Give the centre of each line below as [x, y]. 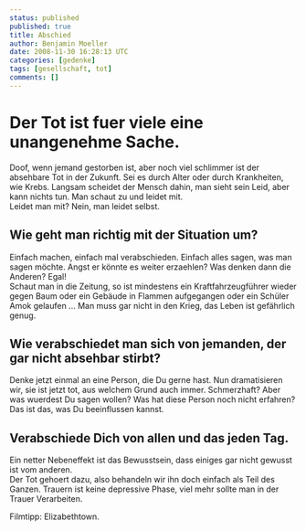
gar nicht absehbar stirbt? [85, 358]
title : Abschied [40, 35]
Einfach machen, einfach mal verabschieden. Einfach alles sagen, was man [151, 257]
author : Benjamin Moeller [58, 43]
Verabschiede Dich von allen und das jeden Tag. [149, 438]
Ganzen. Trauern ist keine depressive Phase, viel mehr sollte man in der [144, 489]
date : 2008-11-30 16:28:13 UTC [69, 52]
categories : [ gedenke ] [53, 60]
